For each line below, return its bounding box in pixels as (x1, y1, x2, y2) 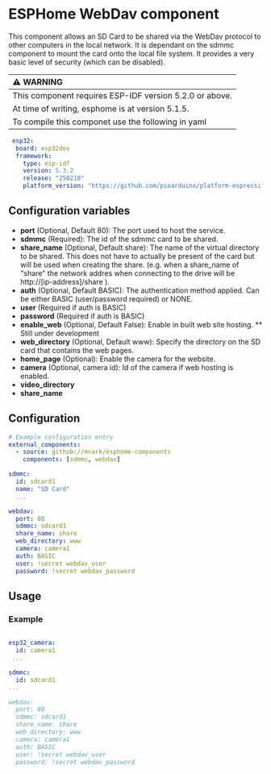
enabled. (19, 371, 50, 381)
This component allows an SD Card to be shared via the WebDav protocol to (8, 31, 261, 41)
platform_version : (23, 182, 85, 190)
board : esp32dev (15, 144, 70, 152)
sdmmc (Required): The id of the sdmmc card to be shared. (19, 234, 219, 243)
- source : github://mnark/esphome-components (15, 448, 172, 456)
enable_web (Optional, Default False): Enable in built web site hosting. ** (19, 319, 263, 329)
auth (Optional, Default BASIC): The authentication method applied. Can (19, 285, 260, 295)
